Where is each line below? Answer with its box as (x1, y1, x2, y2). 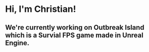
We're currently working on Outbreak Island (5, 23, 145, 32)
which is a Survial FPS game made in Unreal (5, 31, 144, 39)
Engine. (5, 39, 30, 47)
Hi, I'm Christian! (5, 3, 76, 15)
